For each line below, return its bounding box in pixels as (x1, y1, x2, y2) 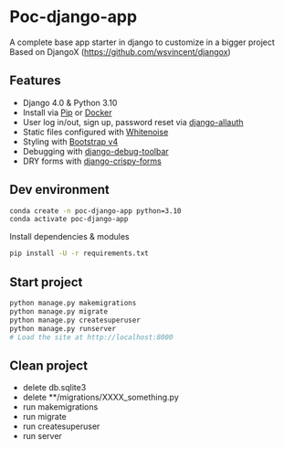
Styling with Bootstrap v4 (22, 135, 119, 147)
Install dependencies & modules (9, 231, 130, 242)
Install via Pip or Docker (22, 107, 112, 118)
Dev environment (9, 182, 110, 198)
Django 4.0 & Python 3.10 (22, 97, 118, 108)
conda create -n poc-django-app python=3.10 (9, 206, 182, 216)
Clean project (9, 358, 89, 373)
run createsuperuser (22, 421, 100, 432)
